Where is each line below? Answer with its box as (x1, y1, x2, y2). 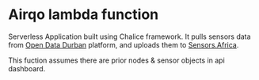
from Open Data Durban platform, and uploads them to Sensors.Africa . (8, 40, 239, 49)
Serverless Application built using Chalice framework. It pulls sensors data (8, 32, 251, 41)
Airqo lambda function (8, 6, 159, 24)
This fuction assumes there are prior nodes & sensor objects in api (8, 55, 226, 65)
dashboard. (8, 63, 46, 73)
